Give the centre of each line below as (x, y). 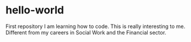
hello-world (35, 10)
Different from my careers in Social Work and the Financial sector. (86, 32)
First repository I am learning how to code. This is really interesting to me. (95, 26)
